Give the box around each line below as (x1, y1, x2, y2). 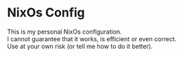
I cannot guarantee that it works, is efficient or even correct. (7, 34, 177, 43)
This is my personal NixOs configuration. (7, 27, 122, 36)
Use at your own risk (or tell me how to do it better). (7, 42, 153, 50)
